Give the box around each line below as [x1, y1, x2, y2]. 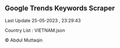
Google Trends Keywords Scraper [5, 4, 115, 13]
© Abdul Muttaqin [5, 37, 43, 43]
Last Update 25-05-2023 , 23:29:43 [5, 17, 81, 23]
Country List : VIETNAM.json [5, 27, 65, 33]
